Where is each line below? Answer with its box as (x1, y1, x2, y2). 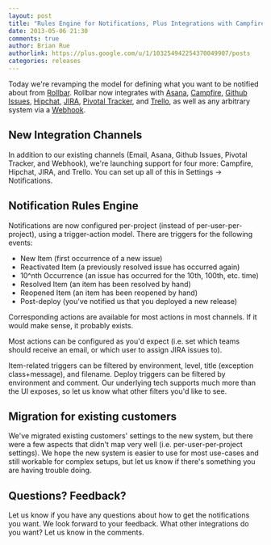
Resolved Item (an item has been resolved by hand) (19, 279, 191, 289)
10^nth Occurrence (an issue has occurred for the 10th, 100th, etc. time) (19, 270, 260, 280)
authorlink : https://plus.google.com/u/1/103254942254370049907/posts (8, 49, 251, 57)
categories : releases (8, 57, 81, 65)
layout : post (8, 11, 52, 20)
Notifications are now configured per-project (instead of (8, 220, 195, 230)
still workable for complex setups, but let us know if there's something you (8, 457, 256, 467)
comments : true (8, 34, 60, 43)
